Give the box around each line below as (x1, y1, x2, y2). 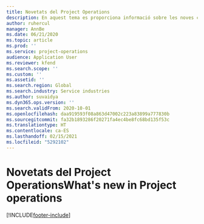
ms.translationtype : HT (6, 122, 67, 128)
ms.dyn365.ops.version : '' (6, 99, 75, 105)
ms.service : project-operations (6, 49, 88, 55)
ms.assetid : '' (6, 77, 45, 83)
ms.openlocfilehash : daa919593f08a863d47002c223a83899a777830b (6, 111, 170, 117)
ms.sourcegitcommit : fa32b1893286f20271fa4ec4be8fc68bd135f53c (6, 116, 170, 122)
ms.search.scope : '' (6, 65, 59, 72)
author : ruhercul (6, 20, 50, 26)
